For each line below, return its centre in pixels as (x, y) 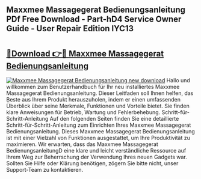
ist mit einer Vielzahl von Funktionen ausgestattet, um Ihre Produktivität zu (98, 138)
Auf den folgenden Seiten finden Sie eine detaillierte (114, 119)
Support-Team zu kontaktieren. (45, 170)
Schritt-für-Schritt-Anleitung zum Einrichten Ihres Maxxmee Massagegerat (99, 125)
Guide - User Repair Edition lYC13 (70, 29)
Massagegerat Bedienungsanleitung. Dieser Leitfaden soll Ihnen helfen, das (100, 93)
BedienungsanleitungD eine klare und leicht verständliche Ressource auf (96, 150)
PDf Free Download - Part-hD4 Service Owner (94, 20)
